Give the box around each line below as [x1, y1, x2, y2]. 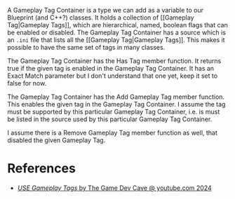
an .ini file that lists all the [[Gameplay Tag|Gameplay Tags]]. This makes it [7, 36, 226, 44]
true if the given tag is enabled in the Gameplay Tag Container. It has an [7, 64, 215, 72]
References [7, 160, 76, 177]
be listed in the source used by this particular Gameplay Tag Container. [7, 115, 213, 123]
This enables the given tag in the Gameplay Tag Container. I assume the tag [7, 100, 226, 108]
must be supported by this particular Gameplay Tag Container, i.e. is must [7, 108, 220, 116]
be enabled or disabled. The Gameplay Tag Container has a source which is [7, 28, 227, 36]
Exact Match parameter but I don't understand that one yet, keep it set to [7, 71, 218, 80]
